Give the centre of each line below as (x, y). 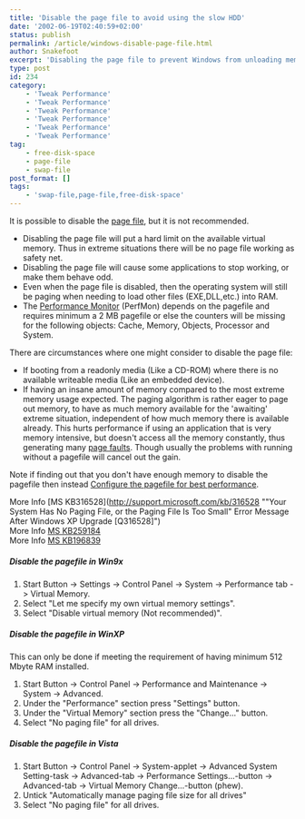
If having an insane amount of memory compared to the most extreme (153, 390)
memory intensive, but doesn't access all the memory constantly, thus (154, 438)
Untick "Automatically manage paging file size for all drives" (134, 794)
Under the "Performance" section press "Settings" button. (131, 703)
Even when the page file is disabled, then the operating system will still (155, 286)
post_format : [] (40, 178)
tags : (20, 187)
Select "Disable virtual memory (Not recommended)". (122, 613)
